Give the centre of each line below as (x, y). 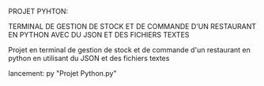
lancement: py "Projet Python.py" (62, 73)
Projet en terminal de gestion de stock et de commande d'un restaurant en (129, 50)
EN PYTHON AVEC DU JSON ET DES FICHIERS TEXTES (99, 35)
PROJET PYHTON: (38, 11)
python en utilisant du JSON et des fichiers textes (89, 58)
